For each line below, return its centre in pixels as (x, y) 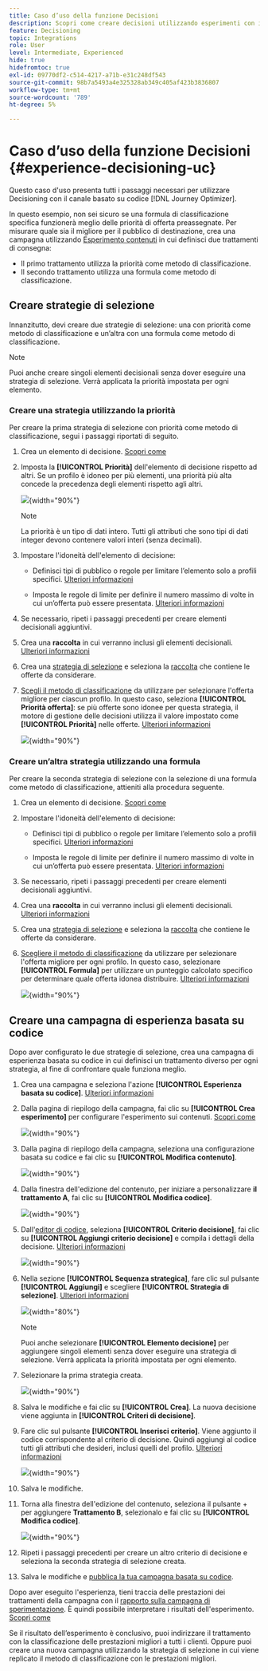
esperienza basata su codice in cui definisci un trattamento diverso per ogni (134, 1061)
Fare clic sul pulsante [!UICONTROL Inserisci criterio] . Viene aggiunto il (138, 1431)
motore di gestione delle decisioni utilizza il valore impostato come (130, 716)
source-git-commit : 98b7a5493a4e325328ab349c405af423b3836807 (114, 82)
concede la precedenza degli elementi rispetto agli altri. (112, 484)
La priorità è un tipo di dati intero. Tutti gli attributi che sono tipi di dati (134, 531)
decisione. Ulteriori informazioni (73, 1246)
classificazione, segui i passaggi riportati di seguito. (94, 437)
